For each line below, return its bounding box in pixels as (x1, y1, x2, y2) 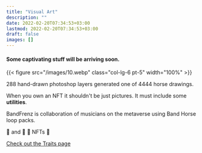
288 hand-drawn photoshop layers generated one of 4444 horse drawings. (6, 81, 194, 88)
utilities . (6, 99, 27, 106)
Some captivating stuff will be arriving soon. (6, 55, 120, 63)
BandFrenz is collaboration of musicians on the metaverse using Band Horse (6, 110, 197, 117)
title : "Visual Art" (6, 8, 58, 15)
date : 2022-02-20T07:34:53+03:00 (6, 20, 90, 26)
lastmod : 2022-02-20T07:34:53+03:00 (6, 25, 98, 32)
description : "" (6, 14, 47, 20)
